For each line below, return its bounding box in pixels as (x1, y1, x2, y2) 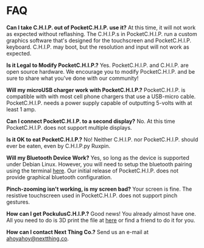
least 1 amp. (6, 105, 37, 113)
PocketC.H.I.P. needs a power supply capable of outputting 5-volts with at (6, 99, 192, 107)
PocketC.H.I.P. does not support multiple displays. (6, 124, 132, 131)
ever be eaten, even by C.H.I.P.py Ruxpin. (6, 142, 111, 149)
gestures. (6, 198, 30, 205)
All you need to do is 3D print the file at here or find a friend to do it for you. (6, 216, 195, 224)
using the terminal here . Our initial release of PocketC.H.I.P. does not (6, 167, 178, 174)
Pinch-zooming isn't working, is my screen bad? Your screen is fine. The (6, 185, 192, 193)
